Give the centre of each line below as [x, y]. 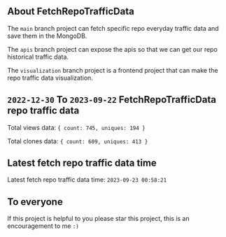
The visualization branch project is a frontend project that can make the [113, 70]
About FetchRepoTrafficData [71, 12]
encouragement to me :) [43, 226]
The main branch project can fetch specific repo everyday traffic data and [113, 28]
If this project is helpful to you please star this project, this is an [99, 219]
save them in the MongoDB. [47, 36]
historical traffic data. [38, 57]
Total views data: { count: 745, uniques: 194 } [76, 127]
